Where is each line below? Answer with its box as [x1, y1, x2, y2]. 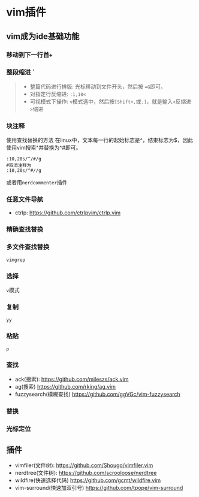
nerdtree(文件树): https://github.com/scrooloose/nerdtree [14, 469, 157, 477]
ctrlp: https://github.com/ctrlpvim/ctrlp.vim [14, 209, 121, 216]
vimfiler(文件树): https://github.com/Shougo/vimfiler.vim [14, 462, 153, 469]
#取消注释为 [6, 162, 32, 168]
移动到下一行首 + [6, 50, 53, 59]
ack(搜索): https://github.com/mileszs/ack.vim [14, 375, 129, 383]
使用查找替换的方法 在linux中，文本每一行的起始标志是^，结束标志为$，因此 [6, 137, 194, 144]
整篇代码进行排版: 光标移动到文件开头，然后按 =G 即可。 [29, 83, 166, 90]
